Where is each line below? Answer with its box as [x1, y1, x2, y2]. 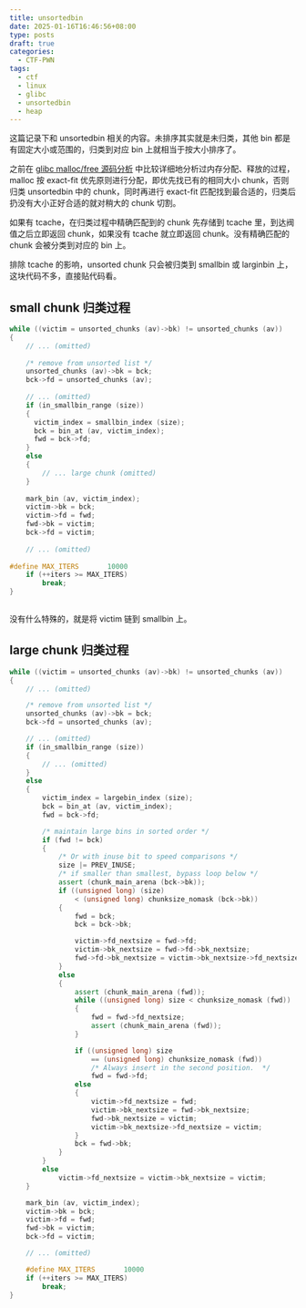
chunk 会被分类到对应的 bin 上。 [9, 240, 131, 251]
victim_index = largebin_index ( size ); [42, 794, 194, 803]
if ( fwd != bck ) [42, 835, 104, 844]
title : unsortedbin [9, 13, 84, 23]
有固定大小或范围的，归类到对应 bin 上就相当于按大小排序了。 [9, 144, 241, 155]
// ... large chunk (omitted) [42, 469, 157, 478]
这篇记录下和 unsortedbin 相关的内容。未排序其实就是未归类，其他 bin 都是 [9, 133, 291, 144]
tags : [9, 65, 30, 74]
